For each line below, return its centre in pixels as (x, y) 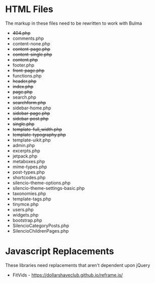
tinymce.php (25, 204)
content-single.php (32, 54)
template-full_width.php (37, 129)
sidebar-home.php (32, 108)
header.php (24, 81)
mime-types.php (30, 167)
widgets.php (25, 215)
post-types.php (29, 172)
